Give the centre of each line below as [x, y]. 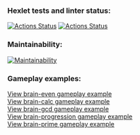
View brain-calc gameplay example [59, 101]
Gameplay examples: [44, 78]
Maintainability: [35, 45]
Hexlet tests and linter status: [59, 11]
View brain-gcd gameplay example [58, 109]
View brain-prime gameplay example [61, 124]
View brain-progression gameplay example [70, 117]
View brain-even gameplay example [60, 94]
